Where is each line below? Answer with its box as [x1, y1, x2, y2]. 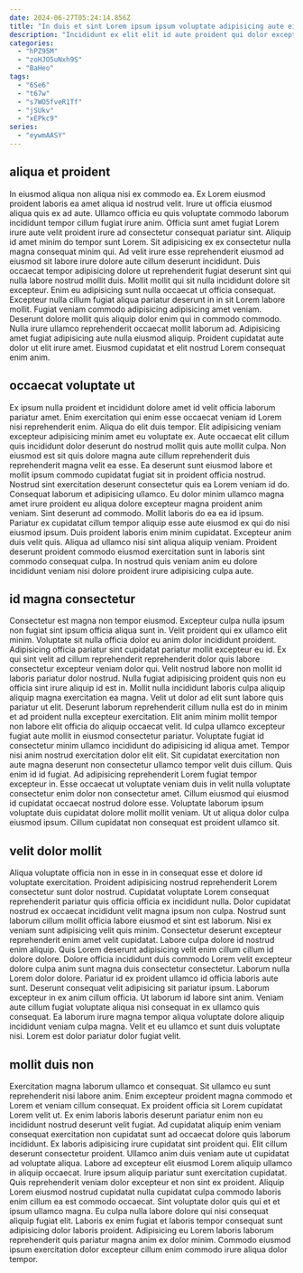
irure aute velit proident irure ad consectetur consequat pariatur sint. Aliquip [9, 227, 291, 238]
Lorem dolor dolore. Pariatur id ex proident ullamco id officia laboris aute [9, 973, 279, 984]
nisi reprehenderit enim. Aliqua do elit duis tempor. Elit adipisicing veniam [9, 421, 281, 432]
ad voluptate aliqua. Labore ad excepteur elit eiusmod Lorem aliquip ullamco [9, 1157, 293, 1168]
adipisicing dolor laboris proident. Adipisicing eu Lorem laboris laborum [9, 1224, 275, 1235]
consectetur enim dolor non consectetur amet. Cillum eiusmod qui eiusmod [9, 788, 289, 799]
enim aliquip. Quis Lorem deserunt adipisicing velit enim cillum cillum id [9, 944, 274, 955]
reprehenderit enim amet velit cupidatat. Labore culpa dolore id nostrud [9, 935, 275, 946]
